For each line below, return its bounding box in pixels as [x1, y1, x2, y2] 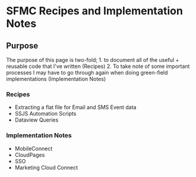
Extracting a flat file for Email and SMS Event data [14, 104, 137, 111]
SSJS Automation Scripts [14, 110, 77, 117]
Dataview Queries [14, 116, 59, 123]
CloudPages [14, 151, 45, 159]
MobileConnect [14, 145, 53, 152]
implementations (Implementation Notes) [6, 76, 106, 82]
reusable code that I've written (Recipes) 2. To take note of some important [6, 63, 190, 70]
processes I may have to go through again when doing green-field [6, 69, 168, 76]
